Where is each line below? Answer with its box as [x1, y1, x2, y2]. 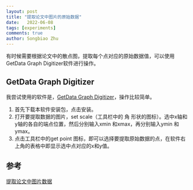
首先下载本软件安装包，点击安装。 [14, 106, 97, 113]
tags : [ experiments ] [6, 25, 57, 31]
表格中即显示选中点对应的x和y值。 [30, 142, 113, 149]
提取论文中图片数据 [6, 178, 52, 185]
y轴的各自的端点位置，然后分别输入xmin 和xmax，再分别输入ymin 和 [14, 120, 180, 127]
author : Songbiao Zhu [6, 36, 59, 42]
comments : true [6, 30, 43, 36]
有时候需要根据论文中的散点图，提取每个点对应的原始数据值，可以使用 [6, 53, 175, 59]
